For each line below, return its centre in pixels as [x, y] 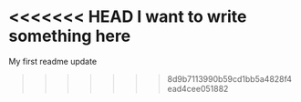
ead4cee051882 [198, 88]
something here [70, 36]
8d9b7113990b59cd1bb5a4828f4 [230, 78]
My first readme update [53, 61]
